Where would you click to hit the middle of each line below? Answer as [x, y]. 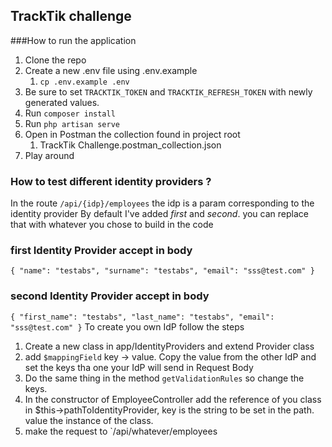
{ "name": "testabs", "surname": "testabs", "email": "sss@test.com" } [162, 271]
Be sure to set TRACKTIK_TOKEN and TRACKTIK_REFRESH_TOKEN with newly [168, 91]
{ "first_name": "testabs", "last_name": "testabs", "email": [142, 317]
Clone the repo [55, 60]
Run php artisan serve [72, 123]
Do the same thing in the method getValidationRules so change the [164, 378]
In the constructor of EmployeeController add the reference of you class [173, 399]
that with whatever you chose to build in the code [112, 225]
